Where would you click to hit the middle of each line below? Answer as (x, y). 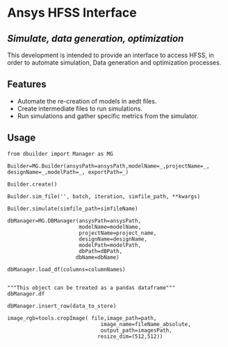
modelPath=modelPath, (110, 245)
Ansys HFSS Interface (72, 13)
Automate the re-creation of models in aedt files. (87, 101)
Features (27, 84)
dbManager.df (26, 293)
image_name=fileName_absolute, (146, 324)
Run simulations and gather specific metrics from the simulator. (108, 115)
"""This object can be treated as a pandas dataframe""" (91, 288)
